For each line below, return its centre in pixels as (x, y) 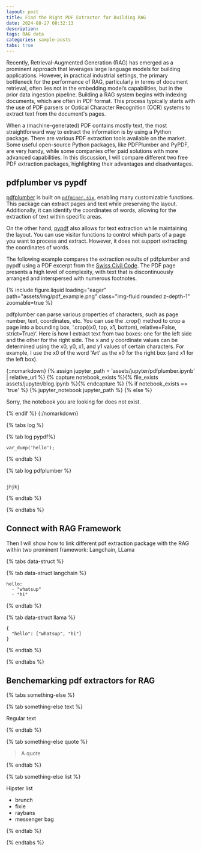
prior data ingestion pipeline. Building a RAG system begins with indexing (97, 95)
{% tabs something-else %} (40, 695)
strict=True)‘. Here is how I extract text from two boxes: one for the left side (99, 333)
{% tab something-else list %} (43, 777)
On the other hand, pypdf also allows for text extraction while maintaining (97, 228)
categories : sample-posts (38, 40)
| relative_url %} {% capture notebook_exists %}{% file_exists (82, 377)
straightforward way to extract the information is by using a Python (89, 132)
